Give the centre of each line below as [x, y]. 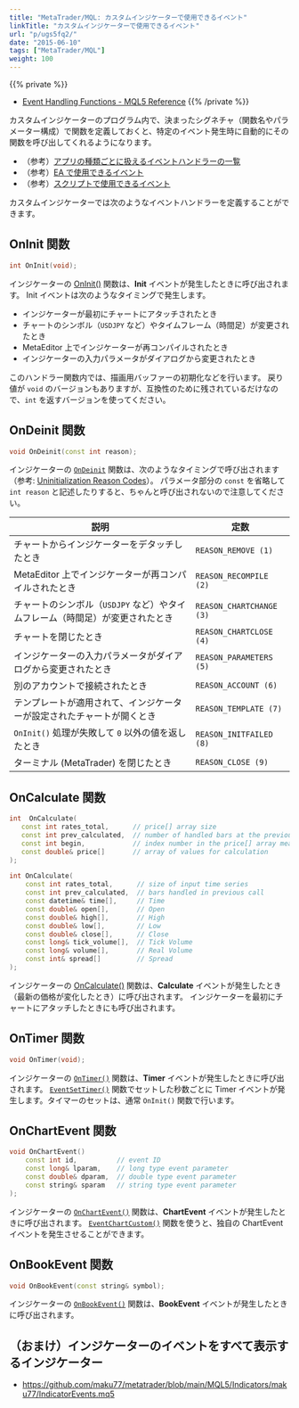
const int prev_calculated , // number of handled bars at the [141, 835]
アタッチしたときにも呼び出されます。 [110, 1008]
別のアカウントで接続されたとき [81, 686]
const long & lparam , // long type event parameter [127, 1169]
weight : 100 [31, 59]
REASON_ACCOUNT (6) [237, 686]
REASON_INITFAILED [234, 735]
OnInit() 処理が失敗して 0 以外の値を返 [96, 733]
